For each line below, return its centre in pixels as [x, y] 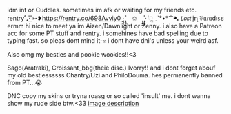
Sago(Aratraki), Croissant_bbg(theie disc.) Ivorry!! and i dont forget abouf [111, 68]
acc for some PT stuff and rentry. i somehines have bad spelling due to [108, 33]
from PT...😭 [25, 83]
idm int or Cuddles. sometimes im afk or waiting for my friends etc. [102, 10]
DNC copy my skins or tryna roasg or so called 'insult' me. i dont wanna [109, 96]
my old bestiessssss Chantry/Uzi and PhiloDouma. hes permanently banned [115, 75]
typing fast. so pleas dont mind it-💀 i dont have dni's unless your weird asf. [113, 40]
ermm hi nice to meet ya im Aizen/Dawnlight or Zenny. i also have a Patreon [114, 26]
